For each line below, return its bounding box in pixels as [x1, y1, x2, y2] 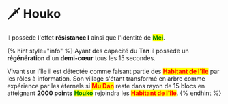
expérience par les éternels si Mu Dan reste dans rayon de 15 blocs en [7, 81, 205, 90]
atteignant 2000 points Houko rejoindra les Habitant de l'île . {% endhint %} [7, 89, 222, 97]
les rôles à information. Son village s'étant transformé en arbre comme [7, 74, 205, 83]
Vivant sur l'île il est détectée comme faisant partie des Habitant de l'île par [7, 67, 220, 75]
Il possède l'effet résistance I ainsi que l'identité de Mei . [7, 33, 165, 42]
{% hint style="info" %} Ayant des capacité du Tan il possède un [7, 47, 189, 55]
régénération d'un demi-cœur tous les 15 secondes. [7, 53, 156, 62]
